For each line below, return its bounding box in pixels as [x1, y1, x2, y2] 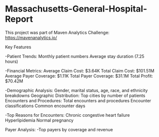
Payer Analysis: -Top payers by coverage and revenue [5, 126, 113, 132]
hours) [5, 58, 18, 64]
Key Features [5, 44, 32, 50]
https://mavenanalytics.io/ [5, 35, 57, 41]
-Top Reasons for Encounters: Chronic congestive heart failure [5, 112, 130, 118]
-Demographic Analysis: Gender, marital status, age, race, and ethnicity [5, 87, 148, 93]
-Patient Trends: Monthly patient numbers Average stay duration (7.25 [5, 53, 144, 59]
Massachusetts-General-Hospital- [5, 3, 147, 14]
